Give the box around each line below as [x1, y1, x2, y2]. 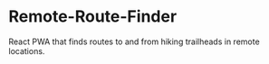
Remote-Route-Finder [8, 6, 178, 27]
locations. [8, 45, 45, 56]
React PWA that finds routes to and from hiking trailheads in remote [8, 36, 260, 47]
